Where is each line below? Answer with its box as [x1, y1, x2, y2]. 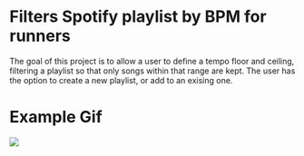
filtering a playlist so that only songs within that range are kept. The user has [9, 65, 296, 76]
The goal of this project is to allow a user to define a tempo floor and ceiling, [9, 55, 295, 66]
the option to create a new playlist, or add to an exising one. [9, 74, 233, 85]
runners [9, 25, 71, 46]
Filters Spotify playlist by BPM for [9, 6, 267, 27]
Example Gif [9, 107, 103, 128]
